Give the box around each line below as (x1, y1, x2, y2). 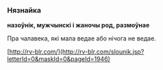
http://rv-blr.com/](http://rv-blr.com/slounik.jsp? (9, 47, 145, 56)
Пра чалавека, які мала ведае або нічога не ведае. (7, 34, 156, 43)
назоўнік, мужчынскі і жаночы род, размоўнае (7, 21, 150, 30)
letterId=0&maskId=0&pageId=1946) (7, 55, 111, 63)
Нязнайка (7, 5, 42, 15)
